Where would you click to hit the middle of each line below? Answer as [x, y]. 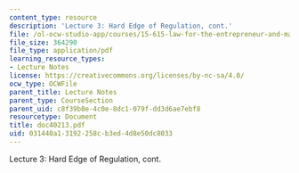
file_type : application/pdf [61, 51]
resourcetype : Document [53, 117]
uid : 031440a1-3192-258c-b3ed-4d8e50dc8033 [91, 134]
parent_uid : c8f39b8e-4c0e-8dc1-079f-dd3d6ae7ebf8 [105, 109]
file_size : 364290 [43, 42]
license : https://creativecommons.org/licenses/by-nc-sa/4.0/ [127, 76]
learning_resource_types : [57, 59]
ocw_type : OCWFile [43, 84]
